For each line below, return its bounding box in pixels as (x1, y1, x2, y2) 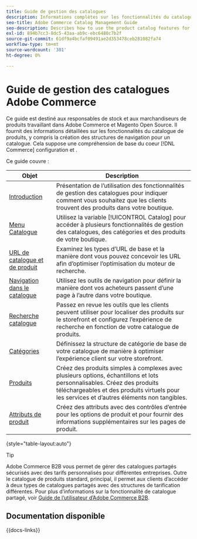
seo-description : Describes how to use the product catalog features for (6, 25, 191, 31)
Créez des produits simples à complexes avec (56, 364, 183, 372)
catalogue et (9, 255, 44, 264)
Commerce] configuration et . (6, 146, 77, 153)
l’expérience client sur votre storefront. (56, 354, 163, 362)
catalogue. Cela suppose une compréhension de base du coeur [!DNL (6, 139, 175, 147)
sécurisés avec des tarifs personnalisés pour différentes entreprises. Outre (6, 469, 187, 476)
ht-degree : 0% (6, 52, 41, 58)
